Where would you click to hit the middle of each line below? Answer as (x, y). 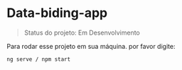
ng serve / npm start (39, 59)
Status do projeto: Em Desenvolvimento (82, 33)
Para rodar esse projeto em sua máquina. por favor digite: (91, 46)
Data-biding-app (57, 13)
